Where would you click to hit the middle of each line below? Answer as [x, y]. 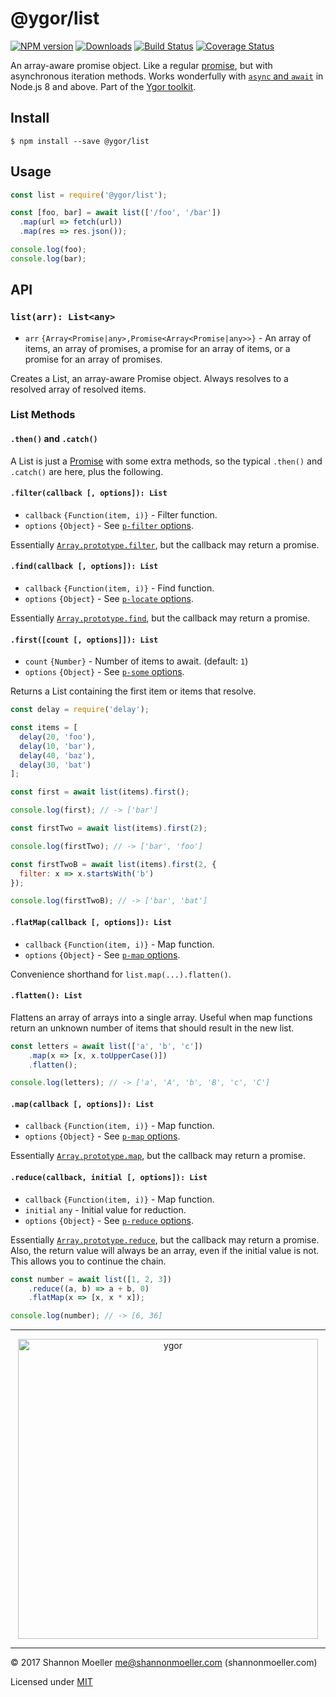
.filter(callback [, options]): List [89, 493]
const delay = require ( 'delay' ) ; [80, 710]
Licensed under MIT [51, 1682]
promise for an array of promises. [93, 359]
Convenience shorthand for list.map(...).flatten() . [121, 974]
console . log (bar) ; [48, 258]
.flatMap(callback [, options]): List [91, 922]
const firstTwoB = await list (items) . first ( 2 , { [113, 864]
